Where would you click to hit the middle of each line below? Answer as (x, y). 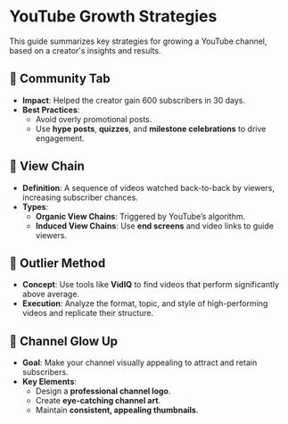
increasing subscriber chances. (80, 197)
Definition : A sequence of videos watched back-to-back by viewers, (148, 187)
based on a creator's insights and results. (85, 50)
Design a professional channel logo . (103, 391)
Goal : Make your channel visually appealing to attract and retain (140, 362)
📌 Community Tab (60, 79)
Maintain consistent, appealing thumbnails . (117, 410)
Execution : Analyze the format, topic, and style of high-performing (145, 303)
